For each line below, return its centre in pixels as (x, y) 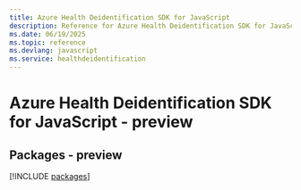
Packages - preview (66, 155)
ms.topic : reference (48, 42)
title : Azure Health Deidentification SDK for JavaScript (120, 17)
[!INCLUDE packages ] (50, 176)
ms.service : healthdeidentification (77, 59)
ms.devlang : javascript (54, 51)
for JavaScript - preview (101, 122)
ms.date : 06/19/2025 (48, 34)
